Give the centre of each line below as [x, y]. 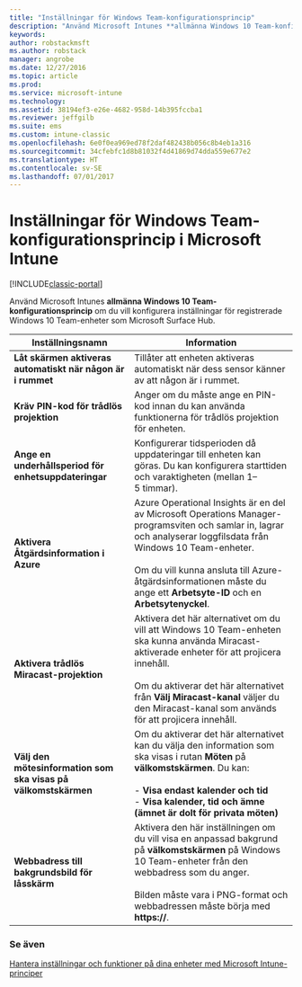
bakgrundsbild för [53, 873]
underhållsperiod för [59, 466]
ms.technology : [38, 101]
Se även [27, 945]
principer [26, 974]
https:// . [151, 918]
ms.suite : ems [36, 127]
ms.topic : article [44, 76]
